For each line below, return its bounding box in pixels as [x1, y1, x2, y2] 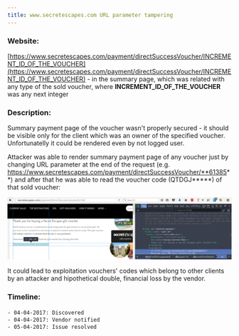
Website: [7, 36, 39, 46]
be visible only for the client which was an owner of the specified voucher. [7, 132, 225, 140]
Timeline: [7, 292, 41, 302]
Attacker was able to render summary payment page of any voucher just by [7, 153, 229, 162]
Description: [7, 107, 51, 117]
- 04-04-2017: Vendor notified [7, 316, 100, 323]
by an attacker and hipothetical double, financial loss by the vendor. [7, 274, 206, 283]
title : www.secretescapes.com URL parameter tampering [7, 11, 174, 19]
